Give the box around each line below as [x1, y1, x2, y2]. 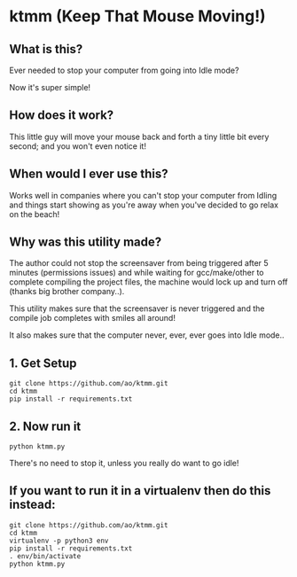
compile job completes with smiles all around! [9, 313, 176, 324]
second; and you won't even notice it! [9, 140, 146, 152]
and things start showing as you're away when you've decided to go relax [9, 199, 279, 210]
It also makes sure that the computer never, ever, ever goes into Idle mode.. [9, 330, 285, 340]
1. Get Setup [9, 355, 77, 370]
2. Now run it [9, 418, 82, 433]
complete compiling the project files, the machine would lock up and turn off [9, 277, 288, 287]
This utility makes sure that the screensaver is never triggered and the [9, 303, 265, 314]
